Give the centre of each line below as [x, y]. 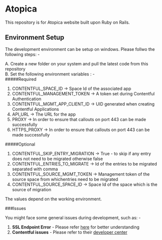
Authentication [27, 99]
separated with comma [35, 169]
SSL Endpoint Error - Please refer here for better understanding [76, 227]
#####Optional [20, 144]
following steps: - [22, 54]
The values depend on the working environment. [53, 199]
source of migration [32, 189]
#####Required [21, 79]
